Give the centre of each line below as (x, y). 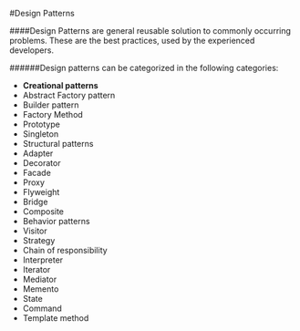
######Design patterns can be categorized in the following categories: (144, 68)
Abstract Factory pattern (69, 95)
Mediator (40, 279)
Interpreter (43, 260)
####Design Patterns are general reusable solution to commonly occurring (150, 31)
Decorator (41, 163)
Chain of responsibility (65, 250)
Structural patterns (58, 144)
